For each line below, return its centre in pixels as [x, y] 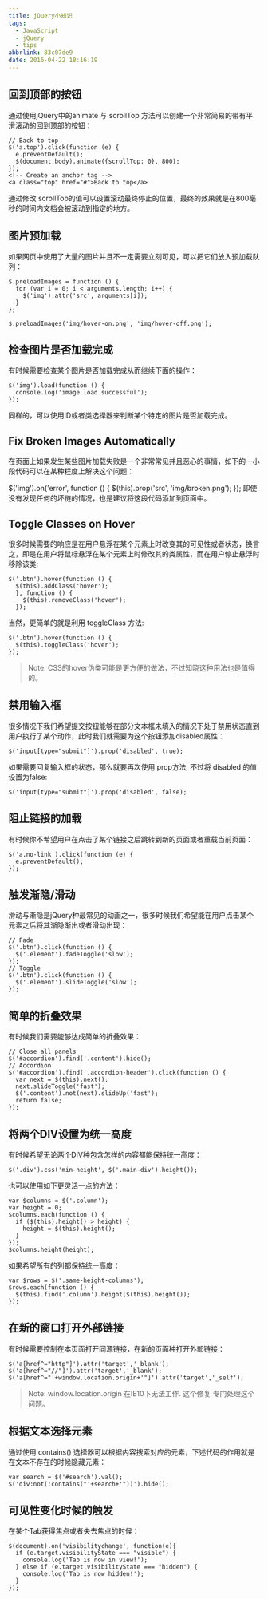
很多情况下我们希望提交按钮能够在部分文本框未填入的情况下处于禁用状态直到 [134, 726]
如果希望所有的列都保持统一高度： [64, 1265]
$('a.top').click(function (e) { [64, 147]
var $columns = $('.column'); [59, 1201]
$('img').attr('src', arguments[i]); [85, 295]
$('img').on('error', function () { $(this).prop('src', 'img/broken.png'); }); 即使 [133, 489]
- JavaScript [37, 30]
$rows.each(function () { [51, 1288]
